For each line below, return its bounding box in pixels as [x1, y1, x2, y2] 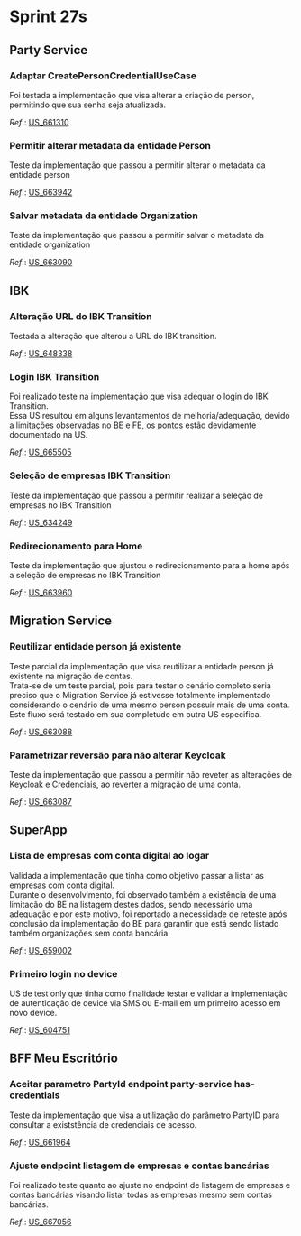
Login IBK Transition [9, 371, 100, 383]
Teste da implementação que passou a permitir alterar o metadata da [9, 160, 266, 171]
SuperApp [9, 823, 68, 838]
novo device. [9, 1008, 58, 1019]
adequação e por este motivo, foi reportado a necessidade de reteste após [9, 909, 287, 919]
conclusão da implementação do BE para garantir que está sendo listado [9, 918, 279, 928]
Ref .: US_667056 [9, 1216, 72, 1227]
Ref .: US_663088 [9, 726, 73, 737]
